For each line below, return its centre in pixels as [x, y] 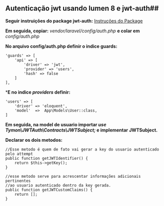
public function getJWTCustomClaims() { [49, 190]
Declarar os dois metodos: [34, 140]
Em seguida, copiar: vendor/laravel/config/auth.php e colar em [73, 31]
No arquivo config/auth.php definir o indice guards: [61, 46]
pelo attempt [19, 154]
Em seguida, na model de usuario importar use [56, 124]
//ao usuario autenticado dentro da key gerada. [58, 185]
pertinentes [18, 181]
